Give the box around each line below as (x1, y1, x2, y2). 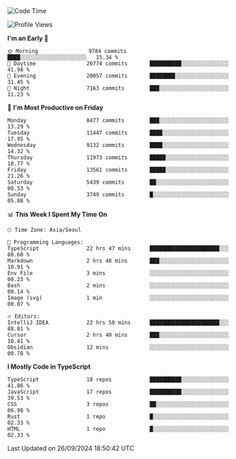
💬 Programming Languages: (7, 239, 83, 246)
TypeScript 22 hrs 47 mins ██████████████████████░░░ (7, 245, 230, 252)
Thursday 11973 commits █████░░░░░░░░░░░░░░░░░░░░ (7, 154, 230, 161)
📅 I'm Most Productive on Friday (7, 103, 104, 112)
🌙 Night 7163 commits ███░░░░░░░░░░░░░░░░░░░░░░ (7, 85, 230, 92)
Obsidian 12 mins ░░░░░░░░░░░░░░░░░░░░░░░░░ (7, 344, 230, 351)
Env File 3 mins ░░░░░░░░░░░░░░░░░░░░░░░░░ (7, 270, 230, 277)
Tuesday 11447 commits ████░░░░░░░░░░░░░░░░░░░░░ (7, 129, 230, 136)
